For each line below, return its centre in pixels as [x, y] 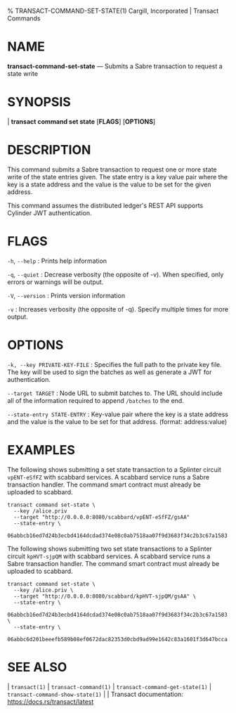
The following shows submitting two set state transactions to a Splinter [110, 548]
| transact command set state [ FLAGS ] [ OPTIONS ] [81, 121]
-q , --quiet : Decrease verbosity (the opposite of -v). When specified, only [116, 274]
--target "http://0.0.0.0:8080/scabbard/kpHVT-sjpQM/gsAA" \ [105, 596]
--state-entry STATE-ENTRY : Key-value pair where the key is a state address [118, 414]
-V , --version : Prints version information [66, 295]
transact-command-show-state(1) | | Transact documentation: [96, 694]
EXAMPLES [41, 450]
